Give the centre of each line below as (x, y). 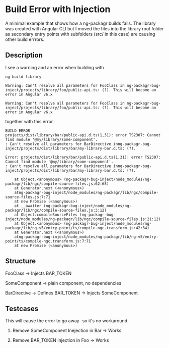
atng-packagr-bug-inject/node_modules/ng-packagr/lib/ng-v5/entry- (86, 237)
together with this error (29, 121)
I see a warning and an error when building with (55, 67)
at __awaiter (28, 206)
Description (24, 55)
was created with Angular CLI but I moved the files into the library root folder (84, 28)
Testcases (22, 308)
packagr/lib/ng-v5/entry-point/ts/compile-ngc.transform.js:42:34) (77, 228)
